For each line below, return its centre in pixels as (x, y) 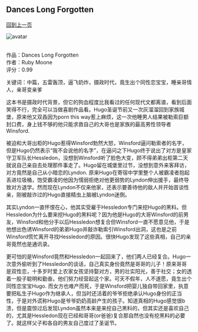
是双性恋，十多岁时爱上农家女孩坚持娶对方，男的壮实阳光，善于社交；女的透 (99, 271)
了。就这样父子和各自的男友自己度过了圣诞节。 (63, 323)
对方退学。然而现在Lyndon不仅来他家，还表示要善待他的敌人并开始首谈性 (100, 187)
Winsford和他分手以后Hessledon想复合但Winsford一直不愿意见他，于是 (103, 222)
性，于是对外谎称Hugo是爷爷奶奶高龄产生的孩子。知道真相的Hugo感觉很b (96, 301)
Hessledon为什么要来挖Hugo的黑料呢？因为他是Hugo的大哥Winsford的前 (95, 214)
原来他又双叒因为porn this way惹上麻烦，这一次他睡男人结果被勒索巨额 (103, 117)
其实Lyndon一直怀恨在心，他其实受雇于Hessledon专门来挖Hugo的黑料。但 (97, 207)
